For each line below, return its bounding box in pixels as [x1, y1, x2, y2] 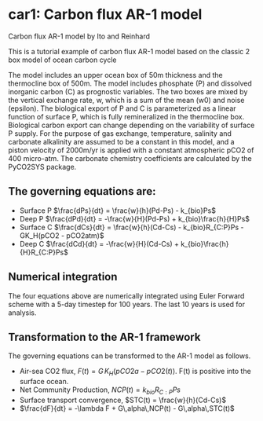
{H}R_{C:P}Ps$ [19, 247, 68, 257]
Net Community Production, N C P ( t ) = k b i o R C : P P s [19, 385, 181, 396]
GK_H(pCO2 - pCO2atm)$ [19, 230, 104, 240]
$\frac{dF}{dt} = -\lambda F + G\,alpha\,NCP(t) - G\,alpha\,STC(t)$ [19, 403, 236, 413]
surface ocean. [19, 377, 69, 386]
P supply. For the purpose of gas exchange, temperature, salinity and [8, 128, 232, 138]
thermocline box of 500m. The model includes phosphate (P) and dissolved [8, 79, 253, 88]
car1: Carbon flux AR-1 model [8, 5, 203, 24]
